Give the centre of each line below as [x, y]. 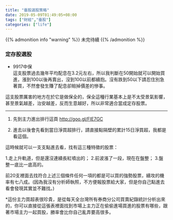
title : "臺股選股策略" [27, 10]
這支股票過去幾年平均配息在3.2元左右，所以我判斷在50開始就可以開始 [86, 73]
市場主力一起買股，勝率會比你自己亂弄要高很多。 [62, 212]
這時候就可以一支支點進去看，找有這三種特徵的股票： [62, 147]
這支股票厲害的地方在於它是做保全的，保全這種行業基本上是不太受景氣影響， [86, 97]
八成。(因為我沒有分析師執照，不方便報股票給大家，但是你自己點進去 [92, 182]
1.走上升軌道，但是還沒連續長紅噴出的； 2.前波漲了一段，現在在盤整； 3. [82, 158]
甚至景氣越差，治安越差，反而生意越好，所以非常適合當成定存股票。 [77, 103]
